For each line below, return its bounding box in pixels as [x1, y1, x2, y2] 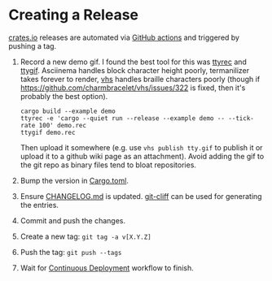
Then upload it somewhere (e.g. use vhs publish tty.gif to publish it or [20, 142, 263, 152]
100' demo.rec [38, 121, 87, 129]
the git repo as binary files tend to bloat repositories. [20, 160, 197, 170]
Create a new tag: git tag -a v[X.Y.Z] [20, 231, 152, 241]
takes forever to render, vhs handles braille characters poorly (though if [20, 74, 261, 84]
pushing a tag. [8, 41, 57, 50]
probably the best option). [20, 91, 108, 101]
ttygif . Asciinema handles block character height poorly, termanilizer [20, 65, 250, 75]
